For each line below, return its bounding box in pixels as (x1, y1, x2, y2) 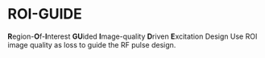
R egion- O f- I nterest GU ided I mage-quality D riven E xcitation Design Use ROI (7, 31, 258, 41)
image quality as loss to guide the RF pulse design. (7, 39, 176, 49)
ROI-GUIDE (7, 5, 82, 23)
